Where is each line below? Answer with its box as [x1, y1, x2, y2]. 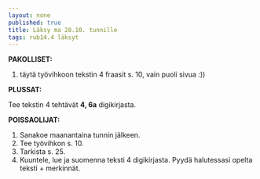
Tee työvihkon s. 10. [19, 138, 84, 149]
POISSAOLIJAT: [8, 115, 60, 125]
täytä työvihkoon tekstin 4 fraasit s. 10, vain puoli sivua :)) [19, 70, 206, 79]
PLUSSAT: [8, 85, 42, 95]
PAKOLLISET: [8, 55, 53, 64]
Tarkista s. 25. [19, 147, 65, 156]
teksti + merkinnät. [19, 163, 81, 173]
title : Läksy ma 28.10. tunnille [8, 26, 118, 34]
